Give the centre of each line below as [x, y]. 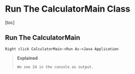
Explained [27, 58]
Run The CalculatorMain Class [68, 9]
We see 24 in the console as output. [55, 67]
